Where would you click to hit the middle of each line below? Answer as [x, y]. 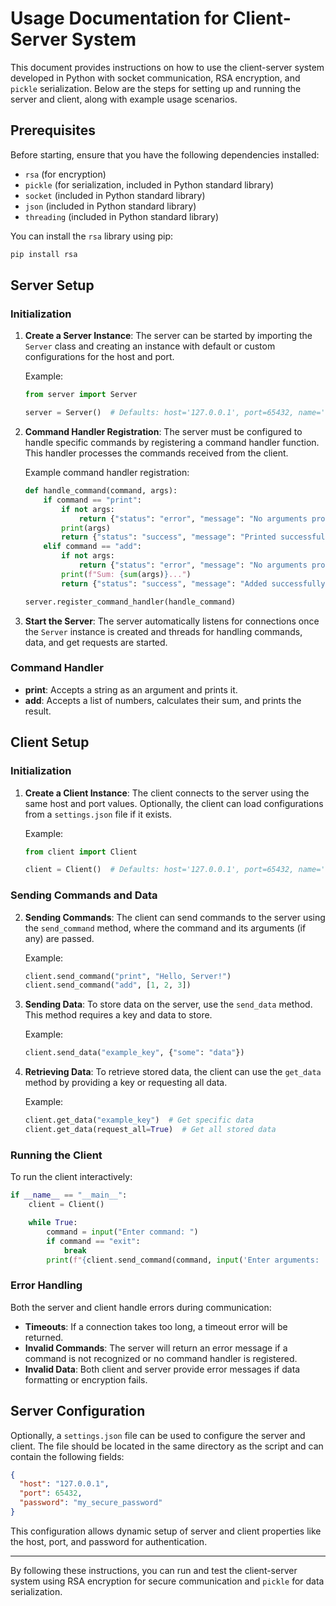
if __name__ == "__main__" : [69, 1195]
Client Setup [50, 742]
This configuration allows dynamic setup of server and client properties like [166, 1531]
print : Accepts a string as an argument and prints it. [131, 689]
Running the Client [56, 1155]
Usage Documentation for [120, 18]
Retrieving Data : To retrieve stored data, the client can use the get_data [173, 1072]
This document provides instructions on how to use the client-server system [167, 67]
